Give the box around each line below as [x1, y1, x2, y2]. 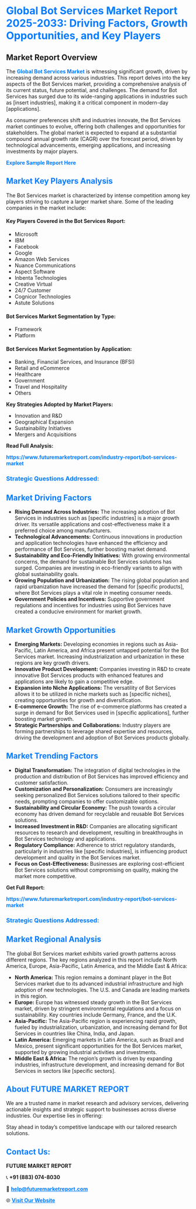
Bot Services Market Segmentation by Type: [6, 313, 116, 320]
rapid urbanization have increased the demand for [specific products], [14, 583, 184, 590]
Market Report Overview [6, 52, 98, 62]
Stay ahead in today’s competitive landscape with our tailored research [6, 1123, 177, 1130]
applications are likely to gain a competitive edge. [14, 678, 135, 685]
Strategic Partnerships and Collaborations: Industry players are [14, 722, 171, 729]
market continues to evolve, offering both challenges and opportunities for [6, 123, 185, 130]
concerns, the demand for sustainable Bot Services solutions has [14, 558, 172, 565]
